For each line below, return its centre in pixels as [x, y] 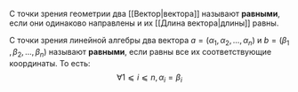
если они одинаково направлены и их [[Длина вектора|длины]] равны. [144, 23]
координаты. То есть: [50, 63]
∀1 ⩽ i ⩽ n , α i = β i [149, 78]
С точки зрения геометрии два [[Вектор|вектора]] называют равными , [145, 14]
